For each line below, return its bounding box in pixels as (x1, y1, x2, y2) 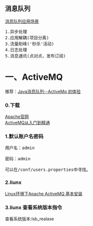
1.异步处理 (5, 29, 27, 34)
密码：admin (5, 156, 31, 162)
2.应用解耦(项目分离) (5, 35, 49, 40)
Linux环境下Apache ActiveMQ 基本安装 (5, 191, 83, 196)
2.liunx (5, 179, 22, 186)
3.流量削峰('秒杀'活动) (5, 41, 54, 46)
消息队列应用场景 (5, 18, 39, 24)
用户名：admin (5, 145, 35, 151)
